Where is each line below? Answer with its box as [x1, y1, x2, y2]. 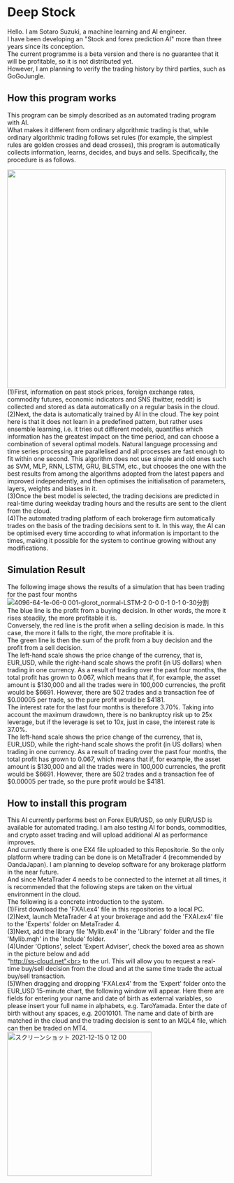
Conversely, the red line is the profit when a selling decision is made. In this [7, 621, 224, 630]
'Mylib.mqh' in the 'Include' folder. [7, 935, 106, 943]
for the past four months [7, 590, 78, 598]
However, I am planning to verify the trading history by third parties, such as [7, 64, 226, 73]
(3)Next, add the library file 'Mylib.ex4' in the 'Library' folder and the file [7, 928, 214, 936]
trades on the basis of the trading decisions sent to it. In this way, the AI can [7, 521, 226, 530]
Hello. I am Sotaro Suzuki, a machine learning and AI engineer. [7, 27, 187, 36]
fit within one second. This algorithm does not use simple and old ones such [7, 454, 227, 462]
